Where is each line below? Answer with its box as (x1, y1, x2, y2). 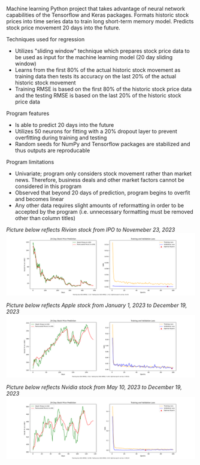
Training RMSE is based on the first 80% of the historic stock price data (14, 86, 192, 92)
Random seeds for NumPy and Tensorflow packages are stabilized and (14, 141, 190, 147)
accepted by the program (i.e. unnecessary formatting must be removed (14, 208, 193, 215)
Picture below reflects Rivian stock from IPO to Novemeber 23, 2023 (6, 226, 175, 233)
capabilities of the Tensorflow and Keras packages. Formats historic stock (6, 11, 189, 19)
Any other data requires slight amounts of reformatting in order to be (14, 202, 184, 209)
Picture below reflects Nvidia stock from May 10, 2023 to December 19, (6, 383, 183, 391)
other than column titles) (14, 215, 76, 221)
